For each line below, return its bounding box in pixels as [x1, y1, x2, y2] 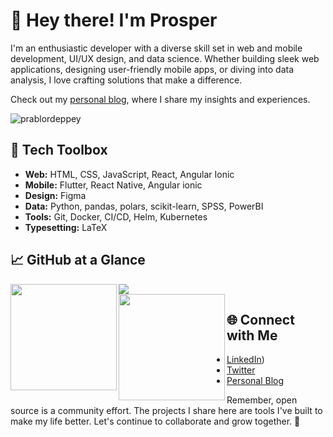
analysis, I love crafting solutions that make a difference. [10, 74, 243, 86]
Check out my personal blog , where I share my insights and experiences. [10, 93, 311, 105]
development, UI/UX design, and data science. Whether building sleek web [10, 52, 320, 64]
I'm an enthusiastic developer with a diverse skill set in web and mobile [10, 42, 303, 54]
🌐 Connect [226, 311, 295, 328]
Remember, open [226, 394, 298, 406]
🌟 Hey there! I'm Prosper [10, 9, 218, 32]
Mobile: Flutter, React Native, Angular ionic [24, 179, 203, 191]
